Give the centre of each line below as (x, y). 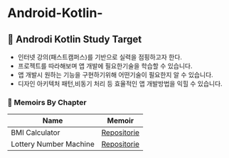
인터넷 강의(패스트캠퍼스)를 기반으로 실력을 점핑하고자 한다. (100, 57)
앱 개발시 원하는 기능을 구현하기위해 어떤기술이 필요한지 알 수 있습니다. (115, 75)
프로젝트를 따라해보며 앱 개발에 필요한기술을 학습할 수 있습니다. (105, 66)
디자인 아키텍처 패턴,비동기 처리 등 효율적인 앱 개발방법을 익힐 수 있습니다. (120, 84)
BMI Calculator (36, 132)
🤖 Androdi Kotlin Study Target (75, 39)
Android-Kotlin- (55, 13)
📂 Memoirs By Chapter (47, 102)
